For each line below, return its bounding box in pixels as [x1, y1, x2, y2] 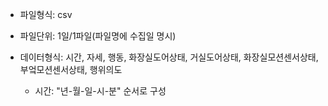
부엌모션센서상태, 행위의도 [19, 64, 123, 75]
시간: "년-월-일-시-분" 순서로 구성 [34, 85, 167, 97]
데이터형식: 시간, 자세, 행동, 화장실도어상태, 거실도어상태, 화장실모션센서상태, [19, 51, 319, 63]
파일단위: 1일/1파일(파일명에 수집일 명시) [19, 30, 177, 42]
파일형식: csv [19, 9, 73, 20]
